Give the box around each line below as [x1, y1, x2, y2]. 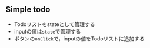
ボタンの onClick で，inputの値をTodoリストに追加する [14, 35, 145, 42]
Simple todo [5, 5, 51, 14]
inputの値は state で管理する [14, 28, 81, 35]
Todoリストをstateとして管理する [14, 20, 95, 28]
